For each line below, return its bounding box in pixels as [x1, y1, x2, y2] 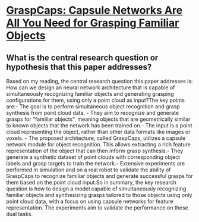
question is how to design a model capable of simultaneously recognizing [6, 185, 187, 192]
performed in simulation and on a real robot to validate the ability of [6, 166, 171, 173]
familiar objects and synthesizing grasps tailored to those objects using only [6, 192, 192, 198]
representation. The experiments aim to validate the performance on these [6, 204, 188, 211]
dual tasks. [6, 211, 33, 217]
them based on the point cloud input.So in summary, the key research [6, 179, 177, 186]
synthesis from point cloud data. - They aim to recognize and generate [6, 110, 179, 116]
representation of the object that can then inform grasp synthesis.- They [6, 147, 184, 154]
